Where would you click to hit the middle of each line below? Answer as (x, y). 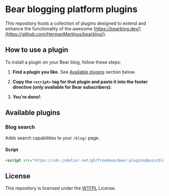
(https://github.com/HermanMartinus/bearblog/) (55, 34)
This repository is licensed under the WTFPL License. (61, 188)
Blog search (20, 127)
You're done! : (27, 96)
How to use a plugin (37, 50)
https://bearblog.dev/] (118, 28)
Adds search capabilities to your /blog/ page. (53, 138)
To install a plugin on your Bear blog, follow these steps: (63, 62)
